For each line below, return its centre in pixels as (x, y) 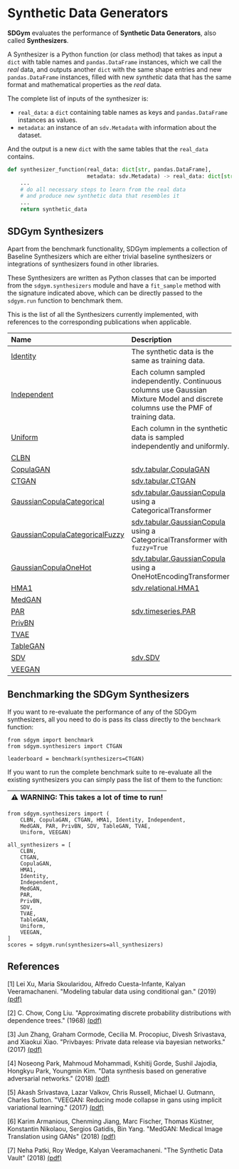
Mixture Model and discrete (177, 399)
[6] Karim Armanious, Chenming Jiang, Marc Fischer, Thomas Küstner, (111, 1121)
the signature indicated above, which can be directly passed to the (105, 293)
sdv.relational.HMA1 (165, 588)
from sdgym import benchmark (51, 740)
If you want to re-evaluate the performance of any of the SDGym (102, 712)
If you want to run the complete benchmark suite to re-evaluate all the (110, 771)
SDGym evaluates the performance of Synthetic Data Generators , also (112, 33)
